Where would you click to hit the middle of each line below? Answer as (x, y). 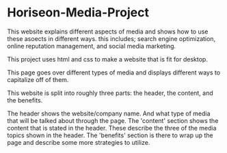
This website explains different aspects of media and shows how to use (108, 31)
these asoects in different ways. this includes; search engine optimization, (111, 38)
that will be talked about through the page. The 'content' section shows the (113, 120)
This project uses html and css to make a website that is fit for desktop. (108, 59)
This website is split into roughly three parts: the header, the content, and (110, 93)
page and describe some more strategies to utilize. (79, 142)
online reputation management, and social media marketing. (92, 46)
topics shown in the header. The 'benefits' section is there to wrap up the (110, 135)
